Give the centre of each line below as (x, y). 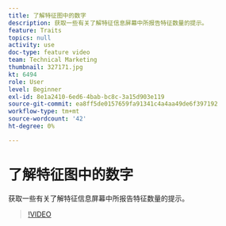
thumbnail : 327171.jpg (46, 67)
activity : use (32, 45)
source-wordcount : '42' (48, 119)
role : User (26, 82)
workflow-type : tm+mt (44, 112)
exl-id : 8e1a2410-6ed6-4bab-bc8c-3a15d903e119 (86, 97)
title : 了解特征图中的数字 (48, 15)
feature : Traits (35, 30)
